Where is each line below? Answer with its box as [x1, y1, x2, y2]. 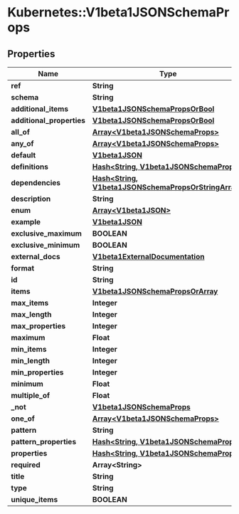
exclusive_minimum [11, 240, 80, 250]
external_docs [11, 252, 60, 261]
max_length [11, 310, 52, 319]
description [11, 194, 51, 204]
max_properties [11, 321, 66, 331]
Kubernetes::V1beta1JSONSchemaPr [7, 4, 230, 21]
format [11, 263, 35, 273]
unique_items [11, 495, 58, 504]
